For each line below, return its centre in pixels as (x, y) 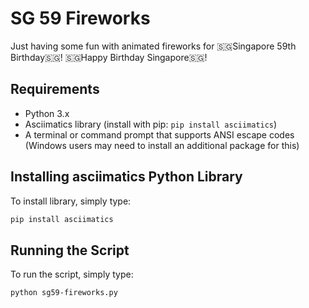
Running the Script (70, 250)
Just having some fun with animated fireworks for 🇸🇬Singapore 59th (153, 46)
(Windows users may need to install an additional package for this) (162, 145)
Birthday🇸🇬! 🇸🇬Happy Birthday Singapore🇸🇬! (109, 57)
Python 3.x (47, 113)
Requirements (55, 89)
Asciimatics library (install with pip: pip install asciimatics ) (151, 124)
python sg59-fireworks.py (64, 293)
